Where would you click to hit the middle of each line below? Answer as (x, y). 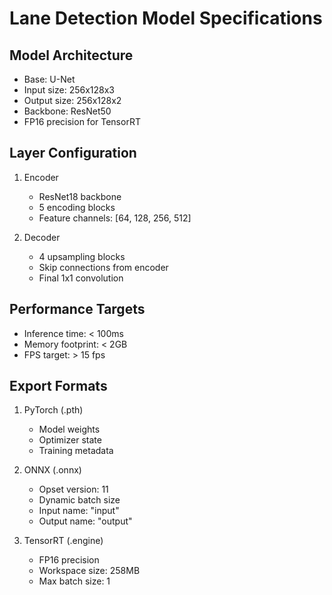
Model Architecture (71, 55)
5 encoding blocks (77, 207)
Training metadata (76, 451)
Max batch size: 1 (74, 581)
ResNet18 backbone (80, 196)
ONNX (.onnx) (52, 470)
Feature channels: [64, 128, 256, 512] (115, 218)
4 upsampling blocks (82, 256)
